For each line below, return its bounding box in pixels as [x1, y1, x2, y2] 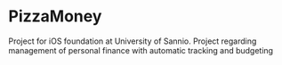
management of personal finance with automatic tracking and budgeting [8, 45, 273, 55]
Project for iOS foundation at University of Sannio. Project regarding [8, 36, 257, 46]
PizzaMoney [8, 6, 102, 27]
